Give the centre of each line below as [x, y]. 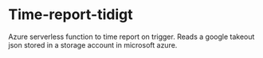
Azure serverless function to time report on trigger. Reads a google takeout [131, 37]
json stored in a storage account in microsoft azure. [93, 44]
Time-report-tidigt [71, 15]
